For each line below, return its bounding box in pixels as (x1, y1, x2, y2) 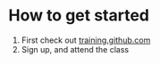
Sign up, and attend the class (21, 44, 130, 54)
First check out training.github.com (21, 35, 151, 45)
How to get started (8, 5, 149, 26)
